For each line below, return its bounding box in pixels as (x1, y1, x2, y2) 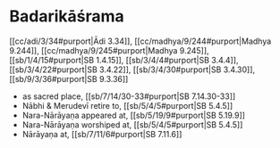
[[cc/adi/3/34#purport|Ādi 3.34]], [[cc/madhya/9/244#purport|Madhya (9, 36, 272, 46)
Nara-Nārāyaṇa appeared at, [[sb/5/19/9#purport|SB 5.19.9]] (21, 110, 246, 120)
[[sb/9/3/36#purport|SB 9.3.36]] (9, 73, 129, 84)
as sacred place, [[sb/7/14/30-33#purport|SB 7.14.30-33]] (21, 91, 236, 102)
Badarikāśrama (9, 6, 125, 27)
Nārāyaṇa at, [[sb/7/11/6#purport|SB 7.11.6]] (21, 128, 182, 139)
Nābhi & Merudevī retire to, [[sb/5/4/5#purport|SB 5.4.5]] (21, 100, 233, 111)
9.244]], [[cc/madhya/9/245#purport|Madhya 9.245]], (9, 45, 209, 55)
